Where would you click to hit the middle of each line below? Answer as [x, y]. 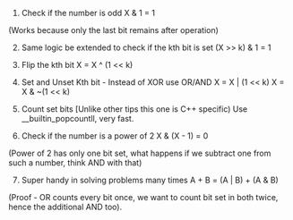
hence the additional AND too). [65, 207]
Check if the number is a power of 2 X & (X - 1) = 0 [115, 136]
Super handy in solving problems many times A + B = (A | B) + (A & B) [150, 180]
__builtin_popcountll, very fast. [78, 118]
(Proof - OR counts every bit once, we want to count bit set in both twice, [143, 197]
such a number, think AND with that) [75, 163]
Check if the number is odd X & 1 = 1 [88, 13]
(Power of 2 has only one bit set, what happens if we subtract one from [140, 153]
